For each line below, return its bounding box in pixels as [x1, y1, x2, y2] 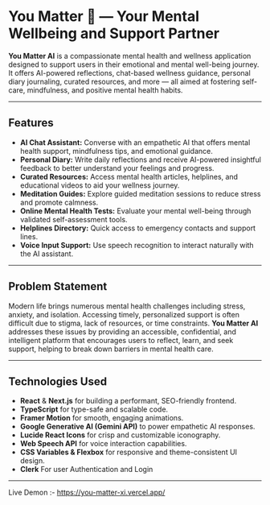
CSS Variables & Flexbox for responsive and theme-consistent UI [19, 447, 238, 457]
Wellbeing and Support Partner [8, 24, 219, 43]
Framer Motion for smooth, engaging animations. [19, 413, 184, 423]
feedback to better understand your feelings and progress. [19, 163, 215, 172]
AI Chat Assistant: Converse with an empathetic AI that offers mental [19, 137, 251, 147]
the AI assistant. [19, 249, 74, 259]
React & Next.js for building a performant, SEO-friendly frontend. [19, 396, 237, 406]
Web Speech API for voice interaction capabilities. [19, 439, 187, 449]
